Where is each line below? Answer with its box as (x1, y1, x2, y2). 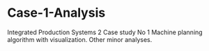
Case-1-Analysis (7, 5, 106, 21)
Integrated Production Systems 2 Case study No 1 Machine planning (7, 28, 203, 36)
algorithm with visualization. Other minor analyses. (7, 35, 153, 43)
